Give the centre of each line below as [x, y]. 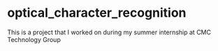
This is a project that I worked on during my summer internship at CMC [109, 32]
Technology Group [34, 39]
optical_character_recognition [97, 13]
